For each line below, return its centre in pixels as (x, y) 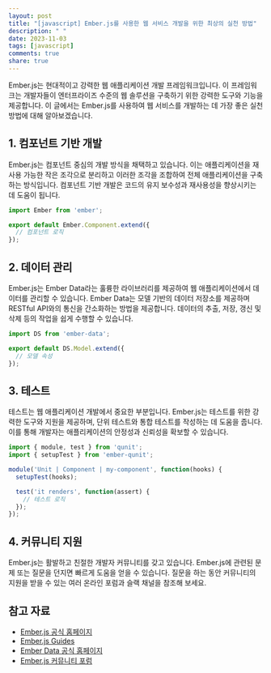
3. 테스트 (30, 391)
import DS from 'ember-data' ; (59, 334)
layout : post (30, 16)
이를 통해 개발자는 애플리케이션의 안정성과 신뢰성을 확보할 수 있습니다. (119, 432)
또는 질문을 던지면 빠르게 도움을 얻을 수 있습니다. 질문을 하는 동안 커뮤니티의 (136, 573)
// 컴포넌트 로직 (40, 232)
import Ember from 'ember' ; (56, 210)
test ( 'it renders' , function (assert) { (83, 492)
